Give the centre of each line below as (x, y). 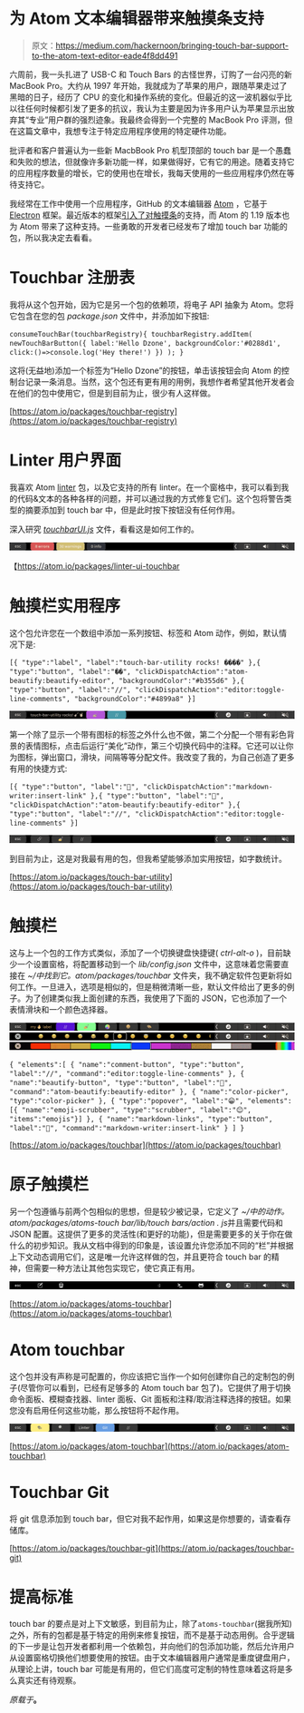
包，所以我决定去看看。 (53, 238)
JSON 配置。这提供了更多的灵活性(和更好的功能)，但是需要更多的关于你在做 (151, 1234)
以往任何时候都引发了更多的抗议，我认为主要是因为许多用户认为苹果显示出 (148, 108)
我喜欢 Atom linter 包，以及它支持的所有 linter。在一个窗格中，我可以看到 (146, 487)
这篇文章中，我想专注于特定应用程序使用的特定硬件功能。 (124, 131)
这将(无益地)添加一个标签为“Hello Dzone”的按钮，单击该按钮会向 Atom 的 (146, 370)
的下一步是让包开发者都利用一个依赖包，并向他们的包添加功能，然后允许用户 (152, 1647)
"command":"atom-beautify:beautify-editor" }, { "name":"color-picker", (149, 1091)
